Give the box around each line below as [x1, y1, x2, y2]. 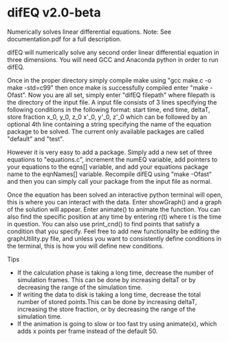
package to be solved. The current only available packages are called [7, 127, 204, 136]
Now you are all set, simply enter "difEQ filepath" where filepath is [28, 91, 215, 99]
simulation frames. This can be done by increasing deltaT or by [17, 275, 196, 284]
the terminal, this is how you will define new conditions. [7, 242, 164, 250]
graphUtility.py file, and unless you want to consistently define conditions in [7, 234, 222, 242]
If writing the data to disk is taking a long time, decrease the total [17, 290, 201, 299]
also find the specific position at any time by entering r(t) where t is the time [7, 212, 222, 221]
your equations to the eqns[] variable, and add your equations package [7, 162, 208, 171]
